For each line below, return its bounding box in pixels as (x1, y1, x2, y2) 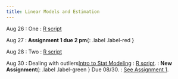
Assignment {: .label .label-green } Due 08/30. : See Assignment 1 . (6, 66, 169, 73)
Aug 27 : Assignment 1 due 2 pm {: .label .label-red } (6, 36, 135, 43)
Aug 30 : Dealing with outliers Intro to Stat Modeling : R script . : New (6, 59, 173, 67)
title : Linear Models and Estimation (6, 8, 100, 15)
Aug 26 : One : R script (6, 25, 62, 32)
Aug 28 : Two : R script (6, 48, 63, 55)
